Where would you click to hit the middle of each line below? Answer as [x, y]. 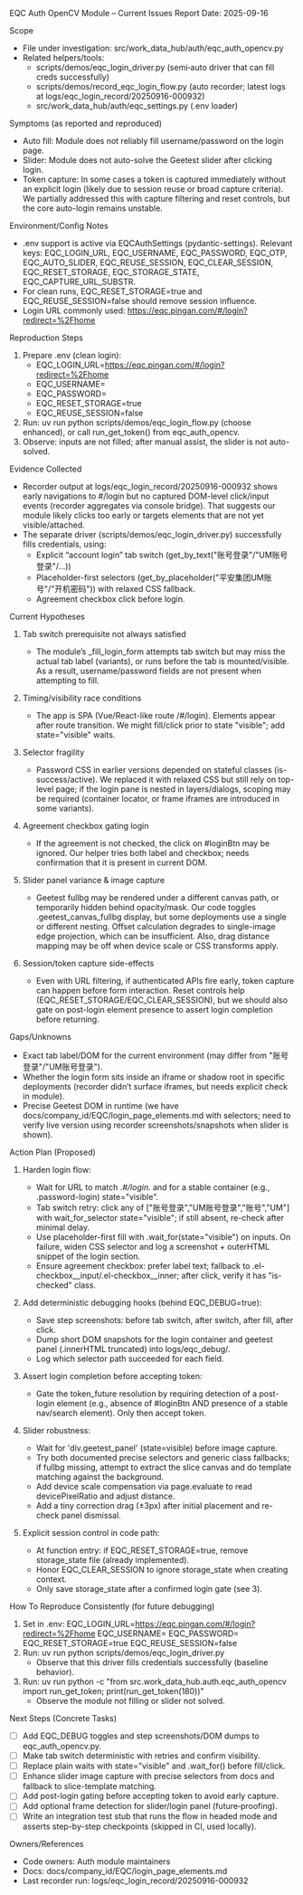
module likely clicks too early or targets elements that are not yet [143, 515]
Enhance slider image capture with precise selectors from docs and [148, 1776]
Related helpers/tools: [63, 57]
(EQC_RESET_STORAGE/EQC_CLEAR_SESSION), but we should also [161, 1000]
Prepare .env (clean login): [72, 355]
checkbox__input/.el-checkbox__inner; [108, 1276]
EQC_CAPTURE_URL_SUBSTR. [79, 281]
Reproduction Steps [46, 338]
